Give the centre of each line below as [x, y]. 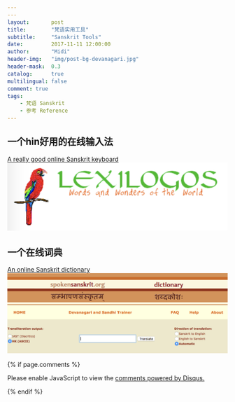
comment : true [28, 89]
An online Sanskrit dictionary [49, 270]
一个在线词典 [35, 252]
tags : [15, 96]
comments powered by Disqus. [160, 377]
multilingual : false [37, 81]
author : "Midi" [39, 52]
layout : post [36, 22]
